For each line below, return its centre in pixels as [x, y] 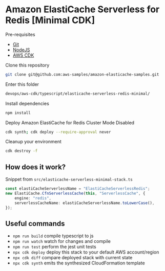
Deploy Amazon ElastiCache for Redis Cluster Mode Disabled [70, 122]
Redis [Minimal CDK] [50, 20]
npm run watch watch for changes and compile [62, 241]
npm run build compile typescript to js [53, 236]
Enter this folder [22, 84]
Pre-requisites [20, 34]
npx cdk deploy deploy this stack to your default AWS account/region [86, 252]
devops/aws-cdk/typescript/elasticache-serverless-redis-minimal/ [78, 94]
